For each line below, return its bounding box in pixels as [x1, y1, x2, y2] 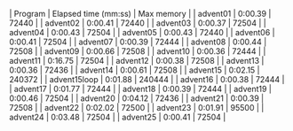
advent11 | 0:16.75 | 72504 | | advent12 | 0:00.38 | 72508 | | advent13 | [9, 56, 265, 65]
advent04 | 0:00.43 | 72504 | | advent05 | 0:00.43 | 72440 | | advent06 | [9, 27, 275, 37]
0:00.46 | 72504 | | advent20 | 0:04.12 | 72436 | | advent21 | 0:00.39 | [9, 93, 265, 104]
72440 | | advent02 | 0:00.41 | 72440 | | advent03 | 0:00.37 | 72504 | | [9, 18, 266, 28]
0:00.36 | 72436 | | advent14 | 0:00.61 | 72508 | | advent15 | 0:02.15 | [9, 65, 260, 75]
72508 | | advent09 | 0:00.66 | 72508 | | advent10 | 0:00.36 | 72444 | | [9, 46, 266, 57]
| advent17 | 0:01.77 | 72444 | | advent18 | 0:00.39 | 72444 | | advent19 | [9, 84, 273, 94]
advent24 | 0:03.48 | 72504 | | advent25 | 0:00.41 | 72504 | [9, 112, 226, 122]
